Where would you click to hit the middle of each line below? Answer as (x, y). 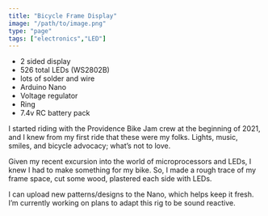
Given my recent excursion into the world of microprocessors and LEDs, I (130, 162)
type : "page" (30, 31)
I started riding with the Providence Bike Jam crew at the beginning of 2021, (134, 129)
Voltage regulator (49, 96)
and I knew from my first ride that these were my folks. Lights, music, (123, 138)
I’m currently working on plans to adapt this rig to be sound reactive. (122, 203)
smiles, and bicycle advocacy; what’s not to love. (90, 146)
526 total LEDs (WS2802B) (65, 70)
